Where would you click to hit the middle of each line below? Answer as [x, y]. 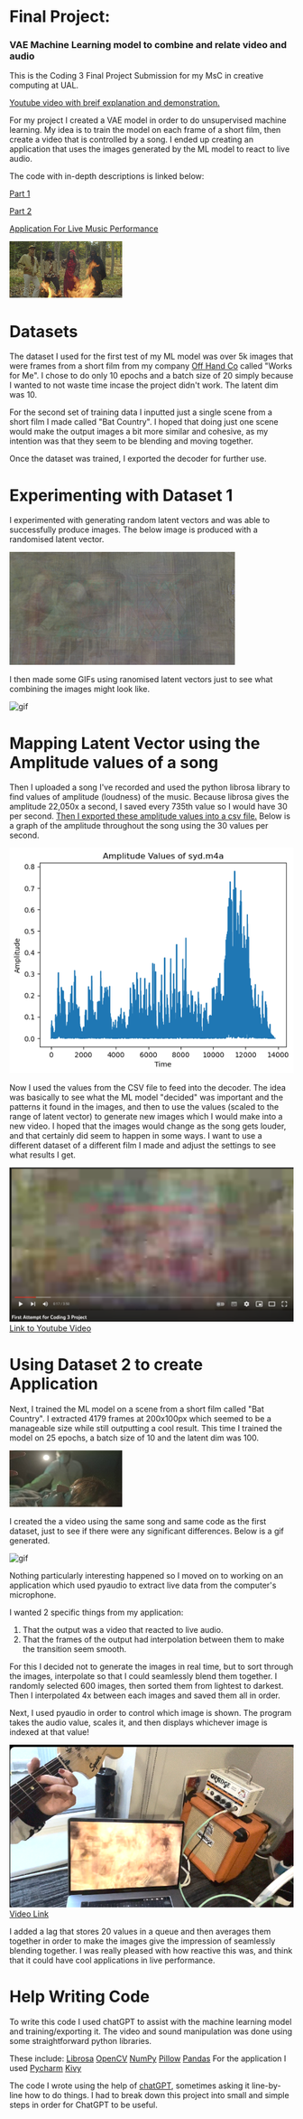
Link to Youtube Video [50, 1328]
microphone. [33, 1595]
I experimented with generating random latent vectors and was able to [140, 520]
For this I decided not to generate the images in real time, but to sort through [151, 1667]
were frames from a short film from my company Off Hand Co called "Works [151, 366]
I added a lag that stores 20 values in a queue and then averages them [140, 1932]
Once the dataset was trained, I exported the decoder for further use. [138, 459]
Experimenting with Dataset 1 [121, 495]
